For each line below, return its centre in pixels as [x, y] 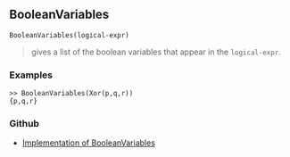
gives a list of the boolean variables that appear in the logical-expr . [156, 52]
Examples [31, 75]
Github [25, 124]
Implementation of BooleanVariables [89, 143]
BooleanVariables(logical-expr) [69, 35]
